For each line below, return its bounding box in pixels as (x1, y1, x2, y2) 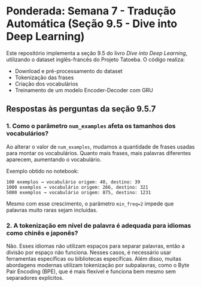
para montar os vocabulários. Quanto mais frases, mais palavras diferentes (6, 149, 191, 156)
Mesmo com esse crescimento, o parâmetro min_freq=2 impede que (6, 200, 174, 207)
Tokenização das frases (14, 74, 74, 81)
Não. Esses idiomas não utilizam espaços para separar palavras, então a (6, 242, 185, 249)
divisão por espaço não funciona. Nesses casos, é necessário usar (6, 249, 172, 256)
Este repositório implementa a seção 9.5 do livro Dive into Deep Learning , (6, 49, 188, 56)
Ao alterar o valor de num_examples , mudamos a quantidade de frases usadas (6, 143, 195, 150)
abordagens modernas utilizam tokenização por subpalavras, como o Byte (6, 261, 190, 268)
